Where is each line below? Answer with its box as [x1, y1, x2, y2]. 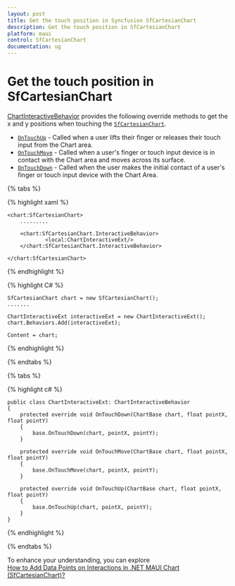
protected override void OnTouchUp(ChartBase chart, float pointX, [20, 485, 222, 492]
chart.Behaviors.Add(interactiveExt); [7, 319, 121, 326]
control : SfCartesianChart [7, 37, 87, 44]
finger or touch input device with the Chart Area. [17, 170, 158, 179]
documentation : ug [7, 43, 61, 50]
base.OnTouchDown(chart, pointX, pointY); [32, 429, 159, 436]
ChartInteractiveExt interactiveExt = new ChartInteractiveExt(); [7, 313, 206, 320]
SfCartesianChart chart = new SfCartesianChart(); [7, 294, 159, 301]
